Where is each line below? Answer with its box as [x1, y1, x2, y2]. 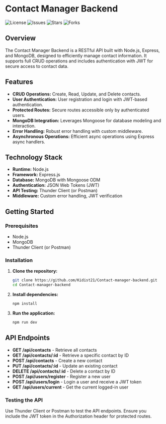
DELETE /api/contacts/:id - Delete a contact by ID [12, 368, 116, 374]
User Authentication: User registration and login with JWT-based [12, 96, 148, 102]
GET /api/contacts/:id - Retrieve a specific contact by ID [12, 352, 129, 358]
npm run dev [12, 320, 37, 325]
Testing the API [5, 397, 43, 404]
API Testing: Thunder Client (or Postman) [12, 188, 98, 194]
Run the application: [12, 310, 56, 316]
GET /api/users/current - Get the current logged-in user [12, 384, 129, 390]
